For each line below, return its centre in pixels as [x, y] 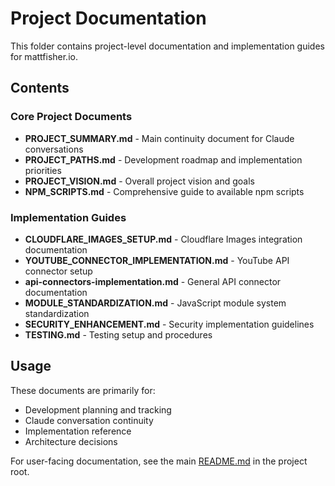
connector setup [58, 271]
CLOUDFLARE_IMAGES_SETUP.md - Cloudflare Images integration [163, 239]
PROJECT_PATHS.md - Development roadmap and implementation [163, 159]
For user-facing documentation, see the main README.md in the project [159, 461]
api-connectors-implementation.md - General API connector [153, 281]
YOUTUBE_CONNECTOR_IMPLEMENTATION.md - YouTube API [157, 260]
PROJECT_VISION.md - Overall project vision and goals [139, 181]
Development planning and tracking [98, 409]
